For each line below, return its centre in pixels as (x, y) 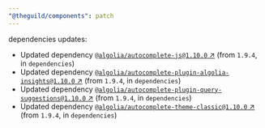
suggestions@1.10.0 (53, 98)
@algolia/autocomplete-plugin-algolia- (162, 73)
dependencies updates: (48, 39)
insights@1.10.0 (47, 81)
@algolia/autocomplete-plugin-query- (158, 90)
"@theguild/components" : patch (61, 16)
